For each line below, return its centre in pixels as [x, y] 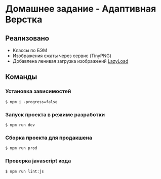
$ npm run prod [21, 148]
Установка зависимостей [38, 92]
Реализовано [27, 38]
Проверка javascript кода [38, 161]
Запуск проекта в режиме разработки [55, 114]
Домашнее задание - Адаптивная [81, 9]
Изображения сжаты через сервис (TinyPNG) [62, 56]
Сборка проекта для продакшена [49, 138]
